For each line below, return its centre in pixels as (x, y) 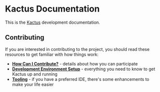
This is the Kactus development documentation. (53, 22)
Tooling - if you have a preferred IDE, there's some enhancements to (80, 79)
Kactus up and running (35, 74)
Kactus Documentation (52, 9)
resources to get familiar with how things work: (52, 54)
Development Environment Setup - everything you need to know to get (84, 69)
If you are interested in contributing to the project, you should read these (77, 49)
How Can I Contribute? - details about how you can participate (75, 63)
